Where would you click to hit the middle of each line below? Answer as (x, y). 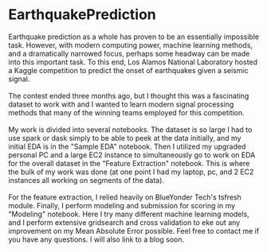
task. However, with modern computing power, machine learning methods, (131, 45)
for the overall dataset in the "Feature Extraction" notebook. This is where (129, 163)
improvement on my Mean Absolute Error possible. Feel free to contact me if (134, 231)
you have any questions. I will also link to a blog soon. (96, 239)
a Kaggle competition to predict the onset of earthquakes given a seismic (128, 70)
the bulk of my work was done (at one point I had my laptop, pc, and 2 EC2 (131, 172)
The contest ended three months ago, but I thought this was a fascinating (129, 95)
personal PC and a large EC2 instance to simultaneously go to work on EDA (132, 155)
